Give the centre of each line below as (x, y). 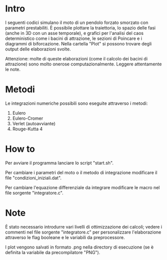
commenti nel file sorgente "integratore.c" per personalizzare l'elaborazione (83, 232)
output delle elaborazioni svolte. (38, 49)
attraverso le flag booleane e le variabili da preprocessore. (65, 237)
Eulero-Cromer (28, 118)
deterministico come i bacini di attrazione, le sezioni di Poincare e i (74, 38)
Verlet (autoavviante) (34, 123)
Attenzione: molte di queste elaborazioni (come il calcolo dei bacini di (77, 58)
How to (20, 149)
